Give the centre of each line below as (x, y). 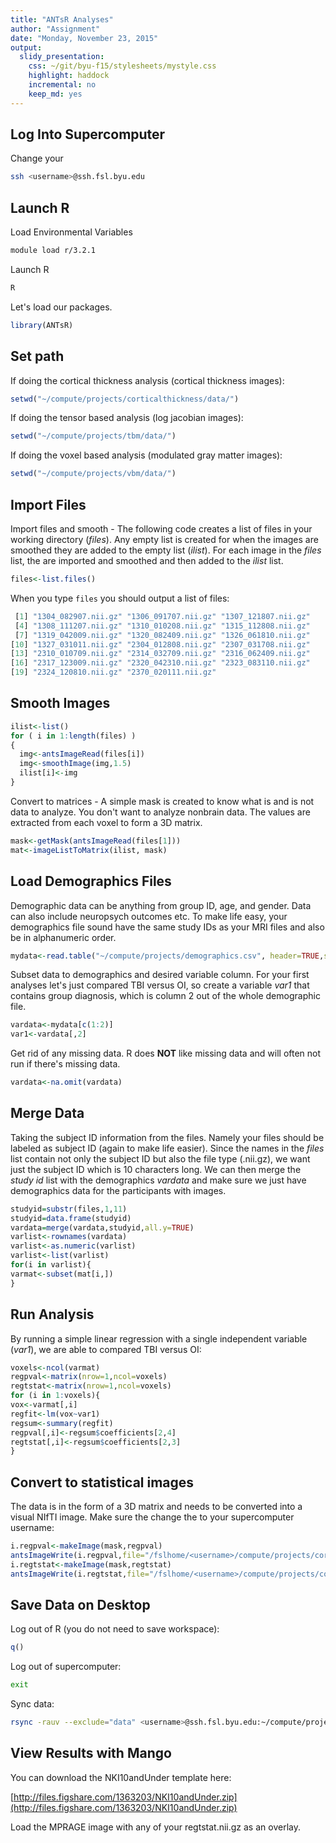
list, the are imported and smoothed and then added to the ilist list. (147, 560)
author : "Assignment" (55, 29)
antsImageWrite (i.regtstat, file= (80, 1574)
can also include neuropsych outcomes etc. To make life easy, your (149, 916)
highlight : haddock (69, 76)
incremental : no (62, 85)
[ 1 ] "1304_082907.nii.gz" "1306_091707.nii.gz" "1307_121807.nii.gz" (162, 616)
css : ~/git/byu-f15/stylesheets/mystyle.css (122, 66)
